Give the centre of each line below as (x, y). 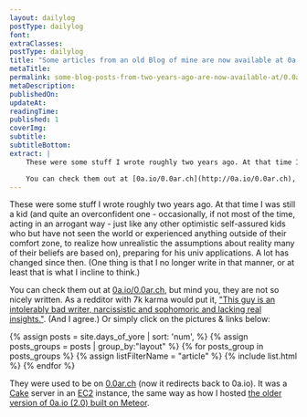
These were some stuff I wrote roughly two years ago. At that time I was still (153, 204)
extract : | (30, 153)
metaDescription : (42, 86)
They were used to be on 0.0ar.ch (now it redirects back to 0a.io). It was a (148, 383)
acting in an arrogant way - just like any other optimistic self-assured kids (148, 224)
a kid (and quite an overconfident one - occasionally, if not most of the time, (152, 214)
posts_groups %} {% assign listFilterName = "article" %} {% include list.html (153, 356)
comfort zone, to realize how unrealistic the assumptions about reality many (152, 244)
